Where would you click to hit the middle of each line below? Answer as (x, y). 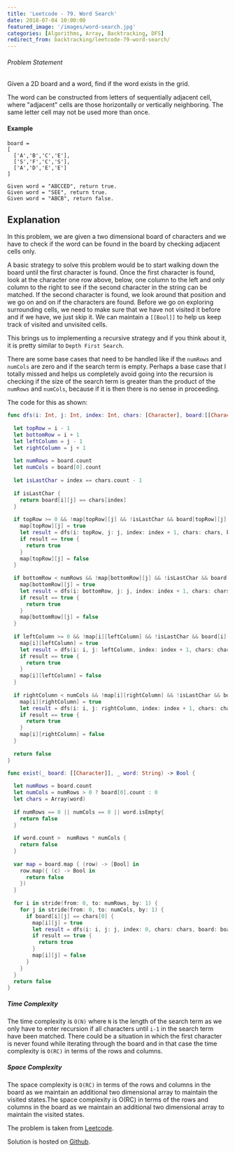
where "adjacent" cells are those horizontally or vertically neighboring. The (115, 105)
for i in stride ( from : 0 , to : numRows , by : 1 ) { (86, 903)
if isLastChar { (37, 493)
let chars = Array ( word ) (50, 799)
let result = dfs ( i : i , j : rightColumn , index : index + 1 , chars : (119, 708)
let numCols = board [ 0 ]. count (57, 467)
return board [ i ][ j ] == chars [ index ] (73, 500)
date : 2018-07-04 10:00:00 (47, 20)
